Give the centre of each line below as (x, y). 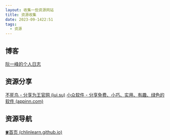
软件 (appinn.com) (24, 101)
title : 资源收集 (21, 15)
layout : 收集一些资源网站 (30, 10)
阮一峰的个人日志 (23, 64)
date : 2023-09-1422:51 (29, 19)
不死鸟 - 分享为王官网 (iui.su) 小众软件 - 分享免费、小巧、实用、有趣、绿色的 (85, 95)
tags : (11, 24)
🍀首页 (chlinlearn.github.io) (34, 132)
